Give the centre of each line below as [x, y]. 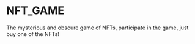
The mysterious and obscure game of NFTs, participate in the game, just [97, 28]
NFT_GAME [35, 11]
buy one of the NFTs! [33, 34]
